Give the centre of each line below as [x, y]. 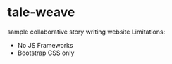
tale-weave [41, 12]
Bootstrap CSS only [46, 53]
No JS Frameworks [45, 45]
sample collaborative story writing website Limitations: [86, 32]
